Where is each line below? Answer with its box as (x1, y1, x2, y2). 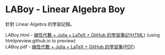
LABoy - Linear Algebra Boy (5, 4, 126, 15)
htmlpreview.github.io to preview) (5, 37, 76, 44)
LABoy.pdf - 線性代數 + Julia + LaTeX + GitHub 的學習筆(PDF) (5, 43, 135, 49)
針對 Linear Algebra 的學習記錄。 (5, 21, 75, 27)
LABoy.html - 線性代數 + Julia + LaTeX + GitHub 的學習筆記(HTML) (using (5, 32, 160, 38)
